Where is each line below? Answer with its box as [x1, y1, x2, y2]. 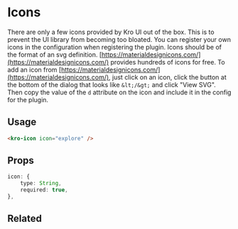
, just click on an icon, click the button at [109, 72, 227, 82]
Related [7, 213, 43, 225]
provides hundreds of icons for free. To [110, 57, 225, 66]
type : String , [20, 180, 62, 187]
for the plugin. [7, 95, 48, 104]
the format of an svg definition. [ [7, 50, 102, 59]
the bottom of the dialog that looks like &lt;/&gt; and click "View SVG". [7, 80, 217, 89]
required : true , [20, 186, 69, 194]
